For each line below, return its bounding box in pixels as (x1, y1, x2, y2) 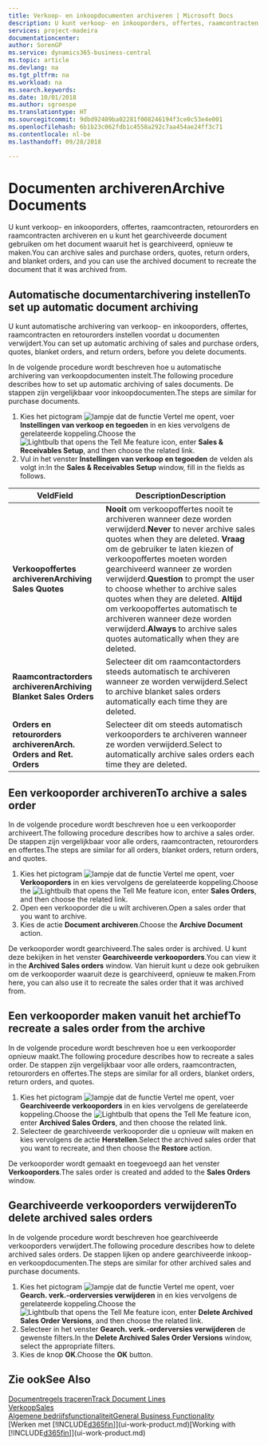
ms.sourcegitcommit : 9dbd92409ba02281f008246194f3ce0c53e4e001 (8, 116, 223, 124)
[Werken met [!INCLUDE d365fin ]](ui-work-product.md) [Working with (8, 1419, 236, 1429)
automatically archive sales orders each (105, 749, 255, 760)
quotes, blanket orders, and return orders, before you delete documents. (8, 347, 247, 357)
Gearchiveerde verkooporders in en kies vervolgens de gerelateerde (19, 1100, 249, 1110)
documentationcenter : (8, 34, 81, 42)
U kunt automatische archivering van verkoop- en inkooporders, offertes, (8, 322, 249, 331)
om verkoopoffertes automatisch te (105, 603, 238, 614)
